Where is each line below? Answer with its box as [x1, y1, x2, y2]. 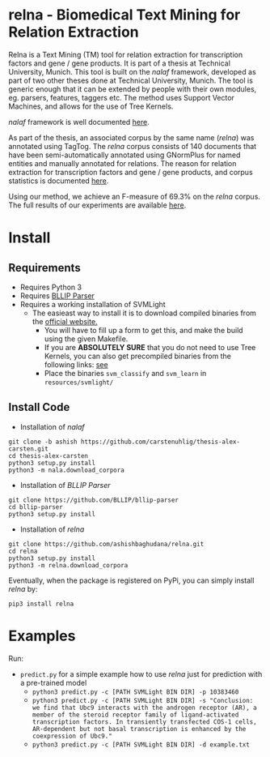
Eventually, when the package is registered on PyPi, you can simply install [8, 575, 255, 585]
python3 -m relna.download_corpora [8, 561, 129, 569]
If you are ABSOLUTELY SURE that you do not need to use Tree [44, 342, 256, 352]
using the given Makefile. [44, 334, 129, 344]
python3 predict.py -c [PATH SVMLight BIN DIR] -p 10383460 [32, 687, 239, 696]
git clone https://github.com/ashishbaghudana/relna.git [8, 540, 205, 548]
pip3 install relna [8, 600, 74, 608]
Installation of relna [19, 524, 85, 534]
